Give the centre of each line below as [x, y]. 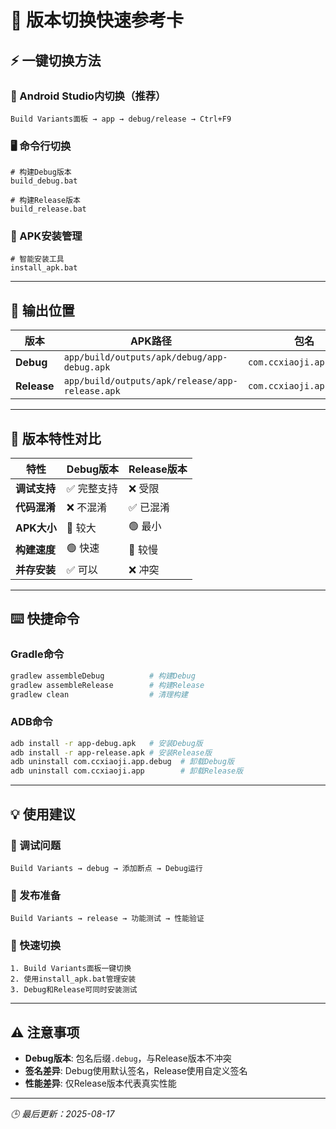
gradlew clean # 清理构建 [99, 694]
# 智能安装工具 [37, 259]
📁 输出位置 [42, 310]
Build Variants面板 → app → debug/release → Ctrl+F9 [121, 119]
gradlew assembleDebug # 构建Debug [103, 676]
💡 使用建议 [43, 814]
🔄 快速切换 [36, 946]
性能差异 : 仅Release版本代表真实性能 [100, 1083]
